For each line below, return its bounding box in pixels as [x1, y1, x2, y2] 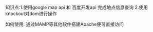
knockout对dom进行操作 [5, 10, 58, 16]
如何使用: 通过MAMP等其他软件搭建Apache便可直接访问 [5, 21, 124, 27]
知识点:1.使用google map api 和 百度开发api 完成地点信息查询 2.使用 [5, 4, 148, 10]
